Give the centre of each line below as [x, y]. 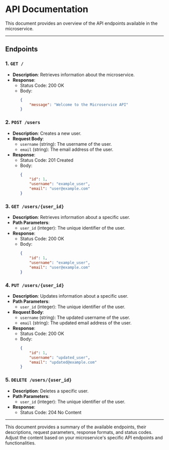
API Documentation [47, 9]
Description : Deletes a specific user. [51, 391]
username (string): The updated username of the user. [75, 317]
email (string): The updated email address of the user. [76, 323]
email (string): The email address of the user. [67, 149]
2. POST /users [23, 122]
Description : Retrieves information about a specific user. [71, 217]
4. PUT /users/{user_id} [35, 285]
